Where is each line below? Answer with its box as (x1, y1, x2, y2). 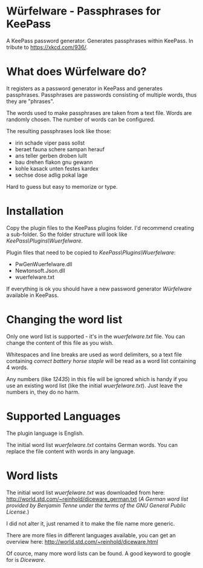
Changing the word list (6, 313, 123, 326)
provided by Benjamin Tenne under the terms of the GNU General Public (6, 501, 186, 509)
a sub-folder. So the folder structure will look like (6, 230, 128, 238)
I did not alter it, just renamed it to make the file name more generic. (6, 520, 175, 527)
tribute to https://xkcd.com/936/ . (6, 44, 88, 51)
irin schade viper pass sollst (14, 139, 85, 146)
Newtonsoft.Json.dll (14, 267, 65, 274)
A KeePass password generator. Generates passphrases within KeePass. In (6, 37, 193, 44)
